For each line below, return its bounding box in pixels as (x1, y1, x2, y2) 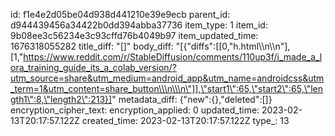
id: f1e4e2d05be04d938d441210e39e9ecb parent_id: (10, 9, 231, 20)
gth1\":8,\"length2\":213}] (10, 94, 113, 105)
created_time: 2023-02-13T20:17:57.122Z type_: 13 (81, 115, 290, 126)
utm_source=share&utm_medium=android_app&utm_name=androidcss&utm (10, 72, 325, 84)
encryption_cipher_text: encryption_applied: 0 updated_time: (10, 104, 260, 116)
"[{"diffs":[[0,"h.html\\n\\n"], (175, 40, 291, 52)
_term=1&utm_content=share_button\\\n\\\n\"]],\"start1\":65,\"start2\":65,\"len (10, 83, 324, 94)
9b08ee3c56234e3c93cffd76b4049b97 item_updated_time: (10, 30, 259, 41)
